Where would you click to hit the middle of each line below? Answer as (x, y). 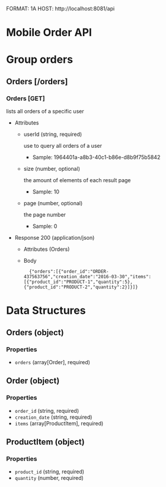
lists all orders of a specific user (45, 112)
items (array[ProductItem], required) (59, 423)
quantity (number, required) (49, 478)
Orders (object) (35, 332)
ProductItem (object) (45, 442)
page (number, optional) (53, 203)
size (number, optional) (52, 169)
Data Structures (46, 311)
